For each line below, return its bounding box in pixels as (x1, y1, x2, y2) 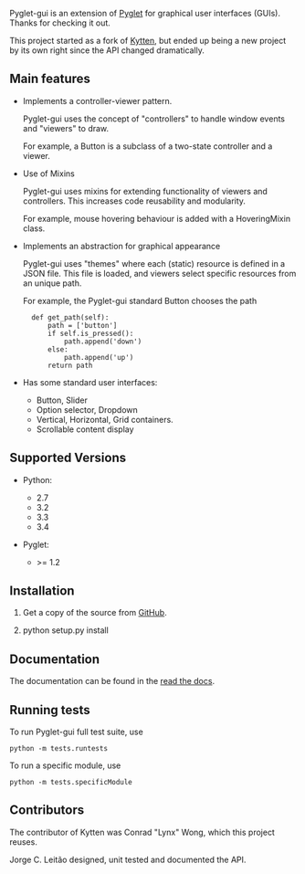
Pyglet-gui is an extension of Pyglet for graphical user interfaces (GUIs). (9, 8, 281, 18)
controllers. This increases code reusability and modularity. (22, 195, 247, 206)
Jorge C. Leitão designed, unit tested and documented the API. (9, 854, 247, 865)
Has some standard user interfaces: (22, 376, 158, 387)
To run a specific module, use (9, 760, 121, 771)
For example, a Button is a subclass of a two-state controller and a (22, 141, 273, 152)
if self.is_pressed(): (47, 329, 134, 338)
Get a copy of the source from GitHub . (22, 607, 167, 618)
